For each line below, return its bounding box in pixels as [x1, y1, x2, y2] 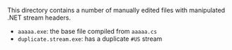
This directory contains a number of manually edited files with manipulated [7, 6, 226, 14]
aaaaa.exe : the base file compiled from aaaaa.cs [17, 27, 158, 35]
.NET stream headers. [7, 13, 71, 22]
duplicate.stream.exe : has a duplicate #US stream [17, 35, 163, 43]
